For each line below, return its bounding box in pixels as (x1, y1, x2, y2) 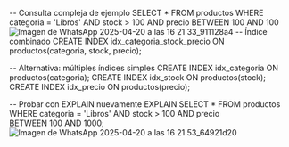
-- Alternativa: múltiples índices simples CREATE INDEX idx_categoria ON (9, 62, 279, 73)
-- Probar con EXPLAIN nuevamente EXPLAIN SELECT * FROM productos (9, 99, 281, 110)
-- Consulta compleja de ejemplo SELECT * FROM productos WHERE (9, 8, 264, 18)
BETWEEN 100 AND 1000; (9, 118, 104, 128)
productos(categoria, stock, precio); (9, 45, 142, 56)
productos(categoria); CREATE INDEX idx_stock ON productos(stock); (9, 72, 266, 83)
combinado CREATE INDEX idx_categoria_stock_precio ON (9, 36, 225, 46)
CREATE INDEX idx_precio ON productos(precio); (9, 82, 190, 92)
